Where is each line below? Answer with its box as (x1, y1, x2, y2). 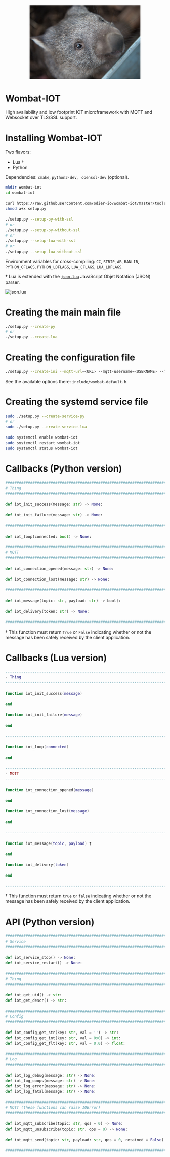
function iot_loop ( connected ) (5, 744, 69, 749)
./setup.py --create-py (5, 324, 56, 329)
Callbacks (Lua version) (5, 652, 107, 664)
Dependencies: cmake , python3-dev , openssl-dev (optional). (5, 174, 129, 180)
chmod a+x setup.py (5, 206, 47, 211)
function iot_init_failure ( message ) (5, 712, 82, 717)
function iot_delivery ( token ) (5, 862, 69, 868)
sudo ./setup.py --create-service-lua (5, 424, 87, 429)
